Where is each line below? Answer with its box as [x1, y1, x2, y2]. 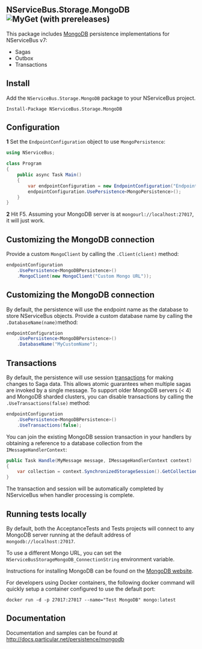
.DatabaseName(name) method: [6, 318, 78, 326]
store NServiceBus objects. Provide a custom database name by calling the [6, 312, 193, 319]
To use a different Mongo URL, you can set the [6, 549, 122, 556]
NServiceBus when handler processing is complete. [6, 492, 135, 499]
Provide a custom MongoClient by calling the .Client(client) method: [6, 251, 179, 258]
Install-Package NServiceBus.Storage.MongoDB [6, 106, 122, 112]
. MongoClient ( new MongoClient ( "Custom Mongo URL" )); [17, 273, 152, 279]
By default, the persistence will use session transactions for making [6, 374, 174, 381]
